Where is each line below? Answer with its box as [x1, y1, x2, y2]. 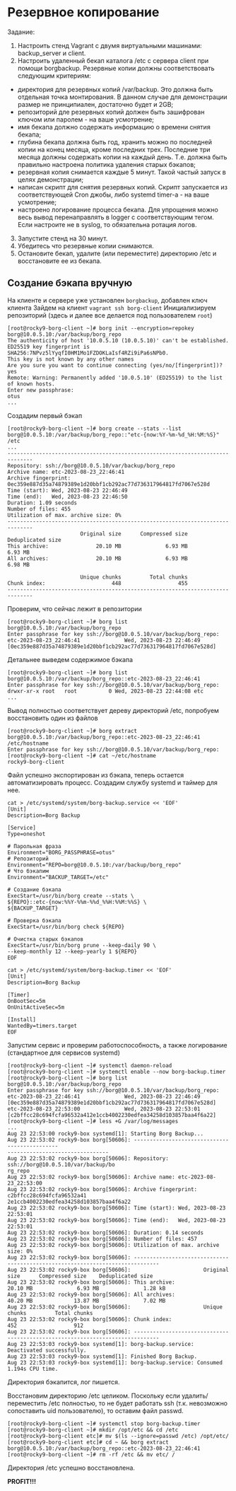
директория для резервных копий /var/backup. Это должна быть [17, 85, 213, 93]
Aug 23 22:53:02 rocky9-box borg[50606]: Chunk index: [7, 1316, 172, 1323]
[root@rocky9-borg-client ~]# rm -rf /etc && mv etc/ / [7, 1451, 175, 1458]
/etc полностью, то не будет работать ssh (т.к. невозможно [48, 1398, 228, 1408]
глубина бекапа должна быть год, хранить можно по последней [17, 137, 213, 146]
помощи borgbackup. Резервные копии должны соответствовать [17, 64, 215, 72]
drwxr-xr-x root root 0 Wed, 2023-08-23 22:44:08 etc [7, 688, 203, 695]
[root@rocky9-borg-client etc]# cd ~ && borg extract [7, 1439, 170, 1446]
